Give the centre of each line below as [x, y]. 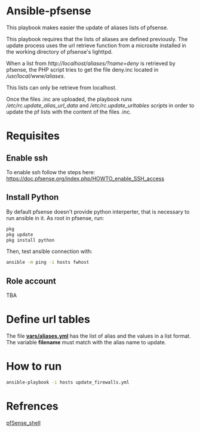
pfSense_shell [23, 422]
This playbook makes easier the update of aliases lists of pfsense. [87, 27]
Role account [31, 281]
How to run [34, 367]
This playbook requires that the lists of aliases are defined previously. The [97, 39]
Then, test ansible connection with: [49, 251]
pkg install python [30, 240]
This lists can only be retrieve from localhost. [61, 87]
